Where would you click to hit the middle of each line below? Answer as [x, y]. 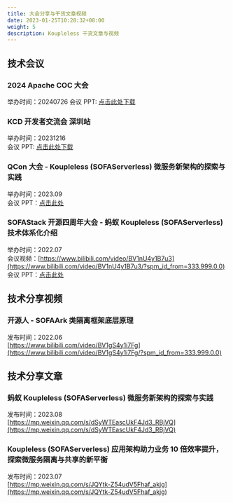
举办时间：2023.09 [35, 194]
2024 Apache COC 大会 [48, 85]
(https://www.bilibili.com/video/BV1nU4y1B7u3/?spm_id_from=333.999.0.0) [116, 266]
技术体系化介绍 [33, 233]
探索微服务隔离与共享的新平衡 [58, 460]
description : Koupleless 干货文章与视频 [63, 33]
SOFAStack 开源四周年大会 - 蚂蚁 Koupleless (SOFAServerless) [115, 223]
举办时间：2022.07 [35, 249]
